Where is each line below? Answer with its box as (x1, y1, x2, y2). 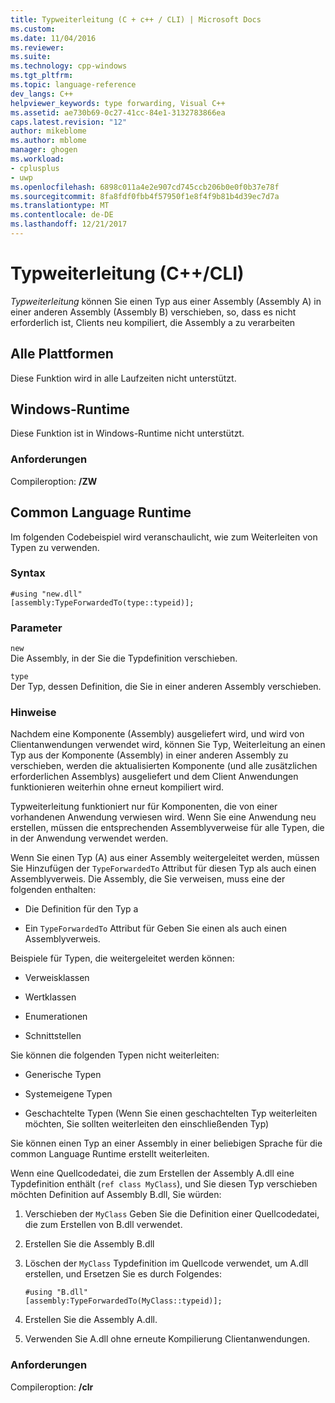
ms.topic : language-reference (10, 80, 137, 90)
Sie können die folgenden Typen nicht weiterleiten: (10, 1049, 220, 1061)
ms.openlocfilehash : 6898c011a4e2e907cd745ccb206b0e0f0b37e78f (10, 182, 280, 192)
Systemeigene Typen (24, 1088, 113, 1100)
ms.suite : (10, 52, 52, 62)
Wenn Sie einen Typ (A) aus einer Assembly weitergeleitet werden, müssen (10, 852, 320, 864)
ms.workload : (10, 154, 65, 164)
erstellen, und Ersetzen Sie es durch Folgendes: (24, 1268, 222, 1280)
